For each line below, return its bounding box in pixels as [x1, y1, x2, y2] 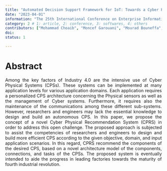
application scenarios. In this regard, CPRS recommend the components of [5, 140, 162, 146]
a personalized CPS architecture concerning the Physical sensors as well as [5, 93, 162, 99]
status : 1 [5, 35, 26, 40]
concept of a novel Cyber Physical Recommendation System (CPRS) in [5, 119, 162, 125]
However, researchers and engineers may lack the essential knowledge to [5, 109, 162, 114]
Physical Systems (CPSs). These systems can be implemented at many [5, 82, 162, 88]
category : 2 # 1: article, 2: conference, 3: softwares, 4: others [5, 21, 148, 26]
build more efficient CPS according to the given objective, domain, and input [5, 135, 162, 141]
